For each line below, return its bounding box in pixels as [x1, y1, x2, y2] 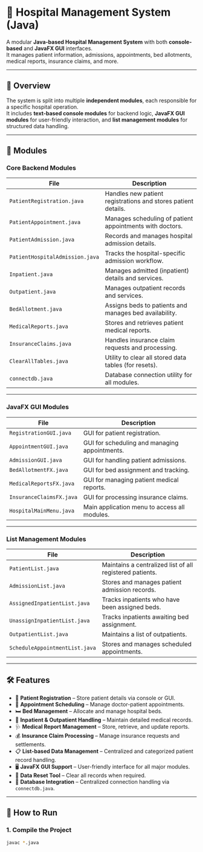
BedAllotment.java [9, 306, 62, 313]
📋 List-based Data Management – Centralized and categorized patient [14, 747, 193, 755]
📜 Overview [6, 81, 51, 91]
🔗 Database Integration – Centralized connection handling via [14, 778, 170, 785]
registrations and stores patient [105, 197, 194, 205]
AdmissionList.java [9, 583, 65, 590]
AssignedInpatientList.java [9, 600, 90, 607]
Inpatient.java [9, 271, 53, 278]
